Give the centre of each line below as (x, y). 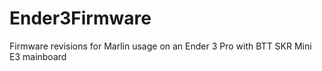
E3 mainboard (38, 56)
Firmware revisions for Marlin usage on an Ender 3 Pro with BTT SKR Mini (160, 46)
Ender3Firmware (80, 18)
